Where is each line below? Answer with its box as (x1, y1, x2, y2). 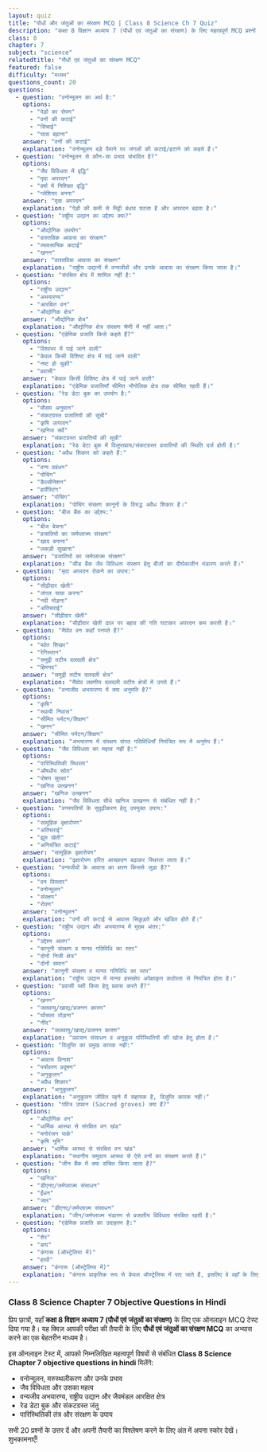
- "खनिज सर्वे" (29, 426, 68, 434)
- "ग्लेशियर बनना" (29, 189, 75, 198)
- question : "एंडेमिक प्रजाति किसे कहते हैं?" (15, 330, 135, 339)
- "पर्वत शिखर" (29, 641, 69, 649)
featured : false (8, 64, 62, 72)
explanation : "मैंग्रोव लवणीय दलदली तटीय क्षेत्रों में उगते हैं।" (22, 678, 181, 686)
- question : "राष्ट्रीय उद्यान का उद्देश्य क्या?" (15, 212, 133, 220)
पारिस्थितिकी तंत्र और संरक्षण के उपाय (19, 1409, 113, 1419)
